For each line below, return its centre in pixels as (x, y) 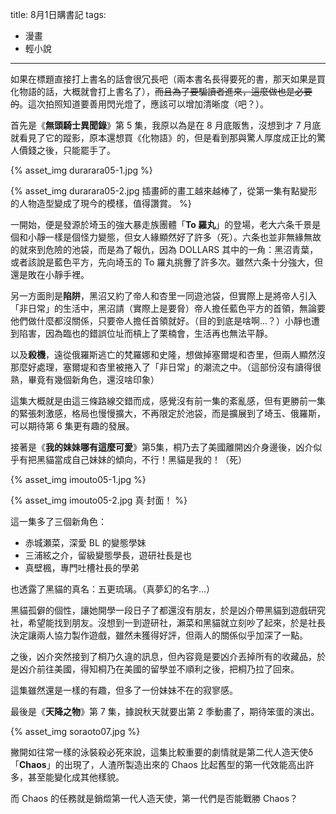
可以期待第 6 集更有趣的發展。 (72, 426)
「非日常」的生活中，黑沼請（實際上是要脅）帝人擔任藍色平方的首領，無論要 (168, 308)
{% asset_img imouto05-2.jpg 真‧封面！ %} (99, 500)
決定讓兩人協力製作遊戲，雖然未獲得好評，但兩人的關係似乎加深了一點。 (159, 635)
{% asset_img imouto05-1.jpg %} (78, 479)
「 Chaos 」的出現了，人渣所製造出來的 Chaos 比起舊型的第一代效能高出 (158, 764)
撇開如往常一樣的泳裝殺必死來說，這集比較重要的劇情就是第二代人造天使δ (162, 752)
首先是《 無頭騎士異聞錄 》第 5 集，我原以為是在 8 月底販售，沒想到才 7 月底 (166, 125)
